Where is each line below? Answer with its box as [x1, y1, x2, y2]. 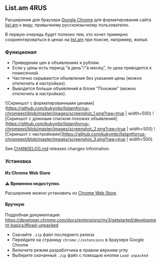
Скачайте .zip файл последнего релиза [12, 232, 95, 238]
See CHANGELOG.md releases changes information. [5, 146, 110, 152]
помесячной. [12, 70, 40, 76]
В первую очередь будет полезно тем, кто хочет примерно [5, 31, 128, 37]
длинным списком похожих [32, 116, 90, 122]
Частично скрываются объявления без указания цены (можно [12, 75, 142, 81]
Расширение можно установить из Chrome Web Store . [5, 190, 118, 196]
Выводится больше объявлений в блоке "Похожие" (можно [12, 86, 136, 91]
